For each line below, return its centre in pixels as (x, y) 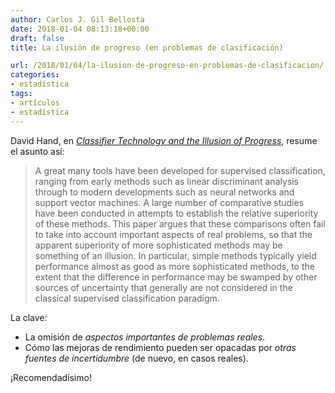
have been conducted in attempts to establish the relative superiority (176, 213)
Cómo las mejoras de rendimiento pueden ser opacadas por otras (160, 347)
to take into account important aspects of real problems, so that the (173, 234)
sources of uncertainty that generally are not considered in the (163, 287)
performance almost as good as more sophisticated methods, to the (174, 266)
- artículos (35, 102)
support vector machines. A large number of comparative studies (169, 202)
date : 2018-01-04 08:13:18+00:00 (80, 29)
